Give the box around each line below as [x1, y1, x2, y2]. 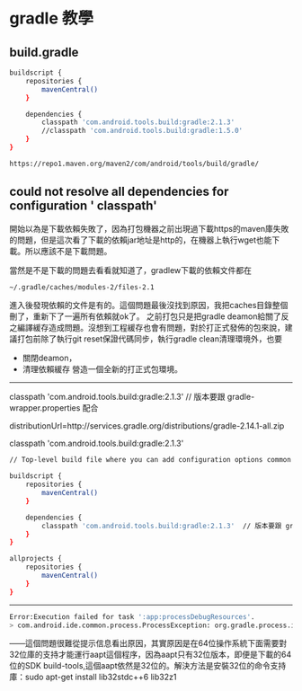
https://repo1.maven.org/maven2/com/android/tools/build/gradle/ [9, 159, 259, 168]
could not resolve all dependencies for [9, 184, 229, 199]
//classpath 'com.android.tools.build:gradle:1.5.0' [41, 127, 244, 136]
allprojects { [9, 554, 63, 563]
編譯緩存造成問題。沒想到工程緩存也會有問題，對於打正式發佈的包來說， [16, 323, 285, 333]
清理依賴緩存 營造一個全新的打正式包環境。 [22, 364, 182, 375]
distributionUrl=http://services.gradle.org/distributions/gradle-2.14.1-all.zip [9, 421, 285, 431]
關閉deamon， [22, 352, 77, 364]
